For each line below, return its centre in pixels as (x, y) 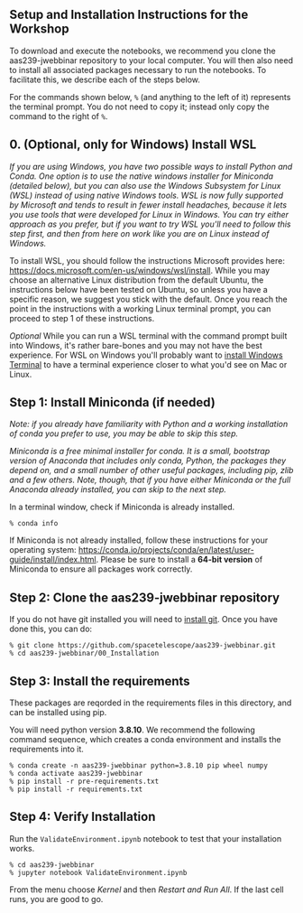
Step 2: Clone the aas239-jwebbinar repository (145, 597)
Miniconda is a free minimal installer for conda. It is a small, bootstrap (140, 452)
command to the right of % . (59, 116)
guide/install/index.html (53, 560)
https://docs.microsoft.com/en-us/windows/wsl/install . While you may (140, 270)
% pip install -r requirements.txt (76, 789)
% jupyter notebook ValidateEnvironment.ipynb (98, 872)
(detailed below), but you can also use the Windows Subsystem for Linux (145, 185)
